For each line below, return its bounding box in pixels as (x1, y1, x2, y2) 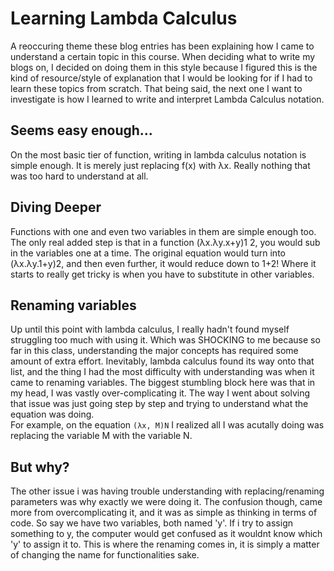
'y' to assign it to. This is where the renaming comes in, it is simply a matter (10, 538, 320, 551)
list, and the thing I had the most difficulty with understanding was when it (10, 366, 315, 378)
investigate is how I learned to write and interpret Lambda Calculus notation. (10, 93, 325, 105)
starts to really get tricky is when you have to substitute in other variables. (10, 268, 315, 280)
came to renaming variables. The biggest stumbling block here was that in (10, 377, 316, 389)
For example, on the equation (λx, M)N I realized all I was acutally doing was (10, 419, 325, 431)
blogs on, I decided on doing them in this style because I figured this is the (10, 61, 318, 73)
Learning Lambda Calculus (10, 7, 238, 30)
